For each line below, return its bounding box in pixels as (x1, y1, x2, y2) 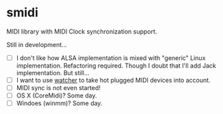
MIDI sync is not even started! (16, 84, 101, 92)
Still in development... (6, 40, 68, 48)
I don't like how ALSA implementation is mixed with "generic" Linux (16, 53, 206, 62)
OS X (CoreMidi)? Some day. (16, 91, 97, 100)
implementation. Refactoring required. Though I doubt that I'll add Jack (16, 61, 217, 70)
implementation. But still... (16, 69, 90, 76)
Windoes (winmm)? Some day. (16, 99, 103, 107)
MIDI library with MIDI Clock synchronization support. (6, 27, 157, 35)
